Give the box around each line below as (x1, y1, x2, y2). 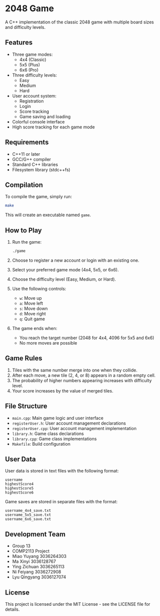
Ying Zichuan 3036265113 (12, 564, 65, 570)
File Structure (5, 402, 47, 411)
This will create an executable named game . (5, 212, 91, 218)
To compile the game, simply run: (5, 194, 72, 200)
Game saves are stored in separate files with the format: (5, 499, 118, 505)
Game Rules (5, 354, 42, 363)
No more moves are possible (19, 340, 77, 346)
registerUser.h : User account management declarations (12, 420, 126, 426)
